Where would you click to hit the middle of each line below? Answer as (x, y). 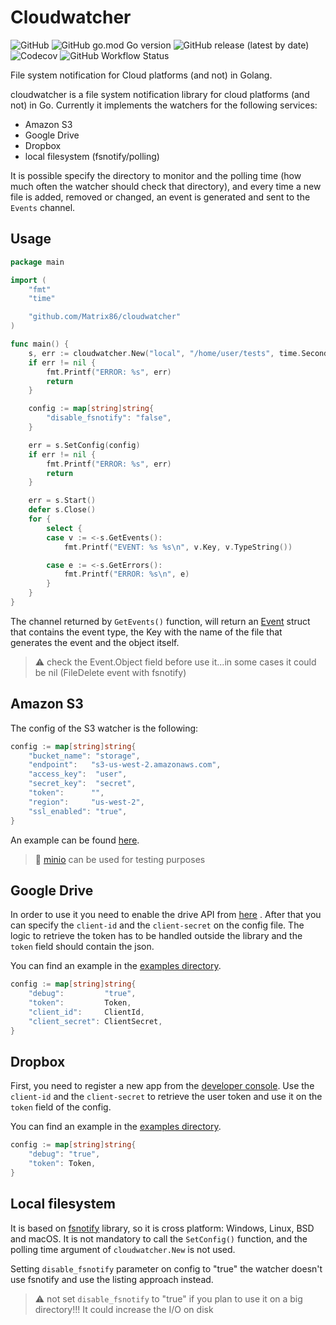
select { (64, 528)
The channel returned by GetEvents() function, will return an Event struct (160, 621)
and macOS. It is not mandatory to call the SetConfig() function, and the (159, 1238)
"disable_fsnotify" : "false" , (109, 418)
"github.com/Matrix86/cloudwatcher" (105, 317)
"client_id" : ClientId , (86, 1012)
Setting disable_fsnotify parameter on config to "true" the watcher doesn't (166, 1268)
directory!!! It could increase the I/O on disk (124, 1309)
